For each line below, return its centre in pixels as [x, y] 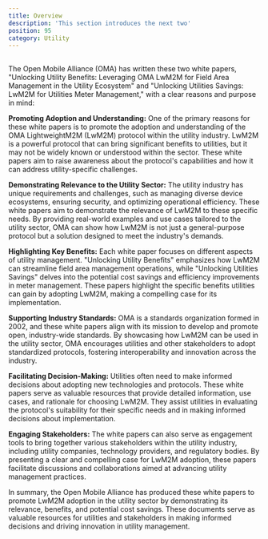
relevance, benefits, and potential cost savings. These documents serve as [132, 509]
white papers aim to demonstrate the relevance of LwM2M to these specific [133, 210]
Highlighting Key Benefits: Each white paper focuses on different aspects [131, 251]
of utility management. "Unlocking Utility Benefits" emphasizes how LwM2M [134, 259]
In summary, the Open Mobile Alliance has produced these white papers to [131, 492]
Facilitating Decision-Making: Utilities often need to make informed [120, 376]
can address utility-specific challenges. [73, 169]
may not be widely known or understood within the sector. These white [125, 152]
